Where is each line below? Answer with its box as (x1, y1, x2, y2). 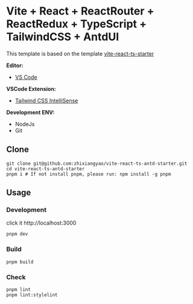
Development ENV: (6, 108, 55, 116)
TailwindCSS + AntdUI (6, 30, 119, 44)
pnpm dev (6, 231, 28, 237)
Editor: (6, 62, 24, 69)
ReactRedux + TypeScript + (6, 17, 147, 31)
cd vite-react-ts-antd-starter (6, 165, 85, 172)
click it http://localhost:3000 (6, 219, 77, 226)
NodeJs (14, 120, 35, 128)
